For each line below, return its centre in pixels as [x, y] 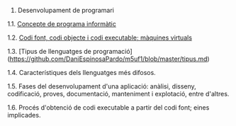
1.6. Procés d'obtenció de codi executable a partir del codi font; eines [108, 108]
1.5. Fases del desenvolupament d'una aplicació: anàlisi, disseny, [102, 86]
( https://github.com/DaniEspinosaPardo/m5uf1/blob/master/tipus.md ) [109, 59]
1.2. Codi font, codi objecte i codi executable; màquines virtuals [100, 38]
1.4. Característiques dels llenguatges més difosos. [82, 73]
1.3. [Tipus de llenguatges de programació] [70, 51]
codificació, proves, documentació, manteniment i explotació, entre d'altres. [118, 94]
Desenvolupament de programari [66, 10]
